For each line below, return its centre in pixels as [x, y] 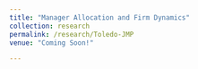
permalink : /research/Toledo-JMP [72, 34]
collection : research [50, 26]
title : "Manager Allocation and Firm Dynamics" [100, 17]
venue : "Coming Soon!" [52, 43]
